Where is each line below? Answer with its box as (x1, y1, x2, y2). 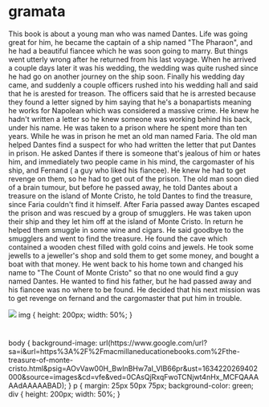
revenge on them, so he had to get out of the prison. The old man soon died (8, 173, 259, 183)
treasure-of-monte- (8, 356, 74, 365)
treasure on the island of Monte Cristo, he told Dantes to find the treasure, (8, 191, 253, 201)
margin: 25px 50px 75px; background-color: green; (84, 381, 255, 391)
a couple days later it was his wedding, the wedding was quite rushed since (8, 63, 259, 72)
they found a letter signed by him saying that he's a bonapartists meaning (8, 97, 251, 107)
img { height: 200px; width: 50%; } (18, 310, 132, 319)
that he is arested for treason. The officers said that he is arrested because (8, 88, 256, 98)
